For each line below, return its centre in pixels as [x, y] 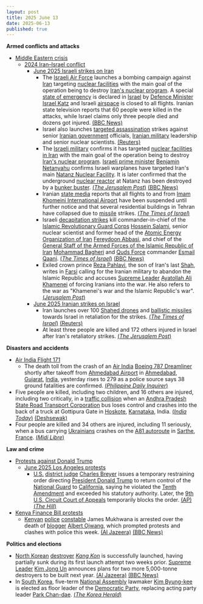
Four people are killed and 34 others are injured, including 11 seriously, [103, 424]
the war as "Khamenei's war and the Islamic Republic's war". [118, 291]
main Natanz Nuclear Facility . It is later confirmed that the [114, 175]
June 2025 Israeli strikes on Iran [74, 71]
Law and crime [25, 449]
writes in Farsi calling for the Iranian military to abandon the [117, 272]
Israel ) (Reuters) [63, 323]
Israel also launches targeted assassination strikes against [115, 129]
